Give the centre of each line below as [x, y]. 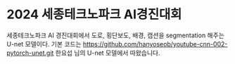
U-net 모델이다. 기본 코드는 [44, 44]
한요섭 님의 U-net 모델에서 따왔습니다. [108, 53]
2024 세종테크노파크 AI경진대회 [94, 14]
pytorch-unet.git [30, 53]
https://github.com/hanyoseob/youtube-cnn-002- [155, 44]
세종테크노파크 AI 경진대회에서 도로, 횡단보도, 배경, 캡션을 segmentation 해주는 [115, 35]
